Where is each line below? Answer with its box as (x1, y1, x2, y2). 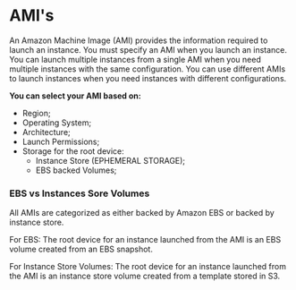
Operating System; (21, 117, 92, 128)
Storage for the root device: (21, 145, 125, 157)
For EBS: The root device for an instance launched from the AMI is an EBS (9, 235, 282, 245)
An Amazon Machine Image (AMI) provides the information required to (9, 35, 268, 46)
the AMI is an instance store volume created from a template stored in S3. (9, 270, 281, 282)
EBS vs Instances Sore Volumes (9, 187, 150, 200)
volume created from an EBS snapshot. (9, 243, 154, 255)
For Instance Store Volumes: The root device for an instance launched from (9, 261, 286, 272)
